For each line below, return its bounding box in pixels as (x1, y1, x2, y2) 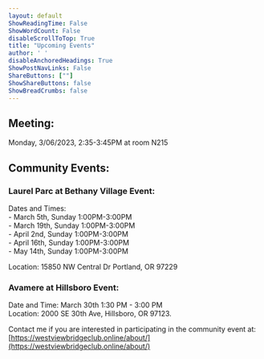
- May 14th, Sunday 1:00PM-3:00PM (8, 246, 128, 256)
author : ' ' (8, 49, 48, 57)
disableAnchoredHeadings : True (8, 57, 113, 65)
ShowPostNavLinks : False (8, 64, 91, 72)
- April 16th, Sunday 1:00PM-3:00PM (8, 237, 130, 247)
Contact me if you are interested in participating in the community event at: (8, 324, 257, 334)
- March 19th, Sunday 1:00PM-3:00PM (8, 221, 136, 230)
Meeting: (8, 116, 55, 130)
